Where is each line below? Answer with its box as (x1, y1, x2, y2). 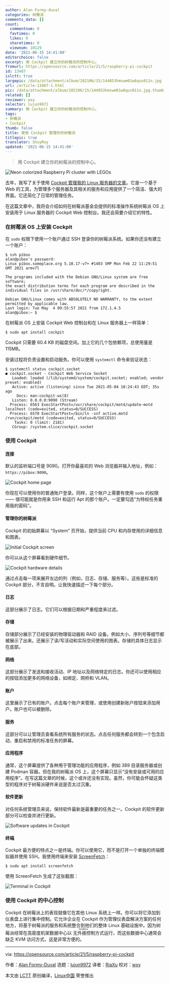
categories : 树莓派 (5, 12, 44, 17)
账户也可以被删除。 (14, 706, 54, 712)
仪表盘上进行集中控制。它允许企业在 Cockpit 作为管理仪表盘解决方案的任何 (5, 915, 161, 922)
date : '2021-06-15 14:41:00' (5, 50, 67, 55)
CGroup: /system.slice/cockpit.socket (12, 425, 94, 430)
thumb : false (5, 125, 33, 131)
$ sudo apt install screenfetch (5, 864, 73, 869)
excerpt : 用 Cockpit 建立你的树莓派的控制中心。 (5, 59, 99, 65)
